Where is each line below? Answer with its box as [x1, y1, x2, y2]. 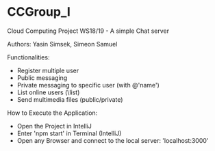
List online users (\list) [16, 88, 80, 96]
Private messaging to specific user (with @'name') [16, 81, 160, 89]
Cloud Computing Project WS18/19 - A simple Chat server [7, 27, 170, 35]
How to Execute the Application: [7, 109, 98, 117]
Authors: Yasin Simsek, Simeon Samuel [7, 40, 118, 48]
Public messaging [16, 73, 68, 82]
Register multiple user [16, 66, 79, 74]
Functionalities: [7, 53, 50, 61]
